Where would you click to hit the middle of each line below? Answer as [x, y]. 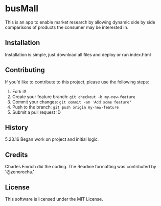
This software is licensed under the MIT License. [54, 199]
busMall [22, 9]
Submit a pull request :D [36, 112]
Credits [17, 155]
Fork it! [19, 91]
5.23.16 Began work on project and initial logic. [52, 139]
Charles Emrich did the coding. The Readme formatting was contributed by [81, 167]
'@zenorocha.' [20, 172]
